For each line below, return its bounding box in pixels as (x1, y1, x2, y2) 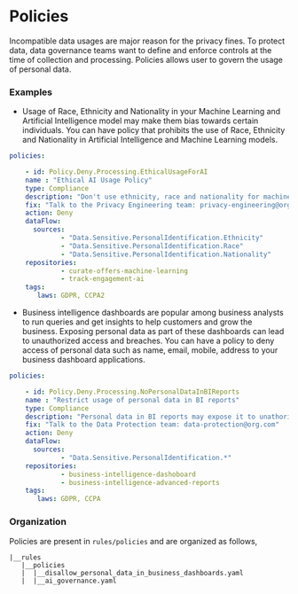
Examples (9, 86, 53, 98)
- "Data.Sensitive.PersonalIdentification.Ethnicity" (60, 233, 264, 243)
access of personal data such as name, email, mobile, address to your (21, 345, 278, 356)
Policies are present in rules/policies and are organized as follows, (9, 535, 258, 546)
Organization (9, 516, 67, 528)
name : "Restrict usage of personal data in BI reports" (25, 395, 240, 404)
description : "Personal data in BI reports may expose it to (25, 412, 255, 421)
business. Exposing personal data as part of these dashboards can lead (21, 326, 285, 337)
